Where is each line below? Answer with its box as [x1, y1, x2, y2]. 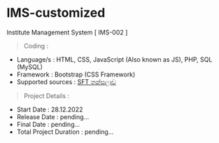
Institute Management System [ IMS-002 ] [6, 28, 128, 36]
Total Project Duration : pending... [16, 128, 114, 136]
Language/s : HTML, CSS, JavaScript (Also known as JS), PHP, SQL [16, 55, 213, 64]
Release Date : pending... [16, 112, 90, 121]
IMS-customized [6, 5, 106, 21]
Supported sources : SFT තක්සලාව [16, 77, 117, 86]
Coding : [23, 41, 49, 50]
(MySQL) [16, 62, 43, 71]
